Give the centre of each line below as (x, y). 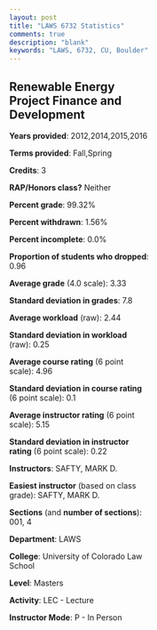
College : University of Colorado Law (76, 556)
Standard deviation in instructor (69, 441)
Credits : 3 (28, 170)
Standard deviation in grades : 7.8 (71, 300)
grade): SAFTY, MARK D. (55, 495)
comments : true (37, 34)
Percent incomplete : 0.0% (58, 239)
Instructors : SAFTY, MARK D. (63, 468)
